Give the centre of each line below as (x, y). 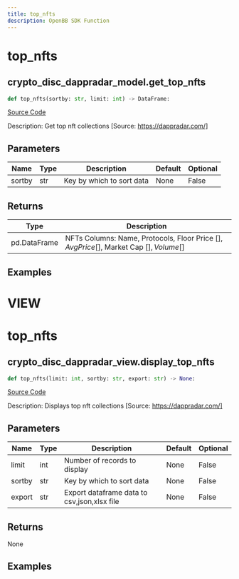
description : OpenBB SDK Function (59, 21)
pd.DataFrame (35, 242)
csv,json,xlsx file (91, 502)
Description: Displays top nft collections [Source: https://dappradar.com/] (115, 406)
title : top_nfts (31, 14)
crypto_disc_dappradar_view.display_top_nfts (111, 362)
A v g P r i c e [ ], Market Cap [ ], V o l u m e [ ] (125, 247)
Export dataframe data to (106, 493)
